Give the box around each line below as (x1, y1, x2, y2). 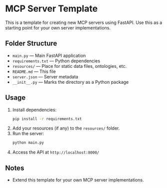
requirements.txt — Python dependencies (12, 58, 101, 64)
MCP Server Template (5, 3, 98, 14)
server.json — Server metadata (12, 73, 78, 80)
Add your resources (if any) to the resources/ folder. (12, 125, 120, 131)
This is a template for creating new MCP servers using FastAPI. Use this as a (5, 19, 163, 25)
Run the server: (12, 131, 44, 137)
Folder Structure (5, 39, 57, 48)
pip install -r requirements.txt (12, 116, 82, 121)
